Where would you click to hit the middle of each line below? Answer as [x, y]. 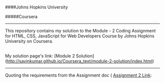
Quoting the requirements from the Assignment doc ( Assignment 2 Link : [79, 75]
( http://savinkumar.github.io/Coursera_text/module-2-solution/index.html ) [80, 61]
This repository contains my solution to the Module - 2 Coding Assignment [81, 31]
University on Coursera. [29, 41]
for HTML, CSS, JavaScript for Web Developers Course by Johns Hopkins [80, 36]
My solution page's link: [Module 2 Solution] [50, 56]
